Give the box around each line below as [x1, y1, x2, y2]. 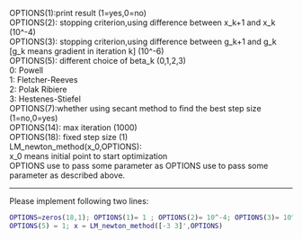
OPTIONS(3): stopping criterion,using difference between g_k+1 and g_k [9, 36, 277, 47]
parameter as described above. [9, 170, 126, 181]
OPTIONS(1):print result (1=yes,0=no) [9, 8, 147, 18]
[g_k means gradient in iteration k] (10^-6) [9, 46, 164, 57]
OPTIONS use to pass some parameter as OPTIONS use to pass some [9, 161, 269, 171]
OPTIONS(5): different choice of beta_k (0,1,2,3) [9, 56, 187, 66]
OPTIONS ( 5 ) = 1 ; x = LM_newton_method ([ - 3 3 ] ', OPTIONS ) [9, 221, 223, 230]
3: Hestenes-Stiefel [9, 93, 81, 104]
